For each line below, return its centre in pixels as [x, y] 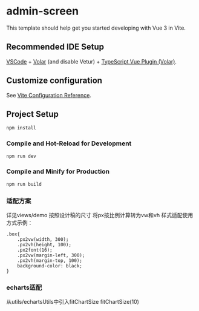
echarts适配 [24, 287]
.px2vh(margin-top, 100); [50, 260]
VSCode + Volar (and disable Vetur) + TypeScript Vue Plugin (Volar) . [92, 61]
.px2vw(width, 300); [43, 239]
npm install [21, 128]
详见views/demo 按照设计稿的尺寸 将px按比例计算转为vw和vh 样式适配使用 [100, 215]
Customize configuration [54, 81]
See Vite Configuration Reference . [49, 95]
